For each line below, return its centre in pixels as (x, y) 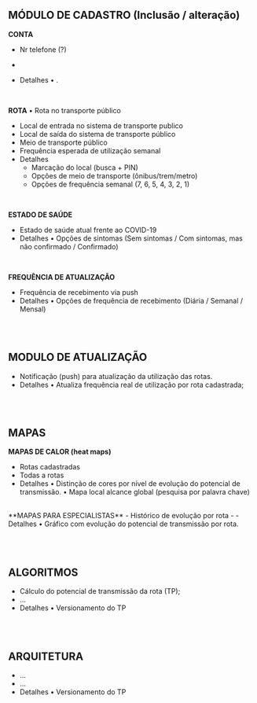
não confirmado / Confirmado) (69, 246)
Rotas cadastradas (50, 467)
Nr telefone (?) (43, 50)
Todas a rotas (42, 475)
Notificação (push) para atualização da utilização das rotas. (116, 376)
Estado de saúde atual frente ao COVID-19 (88, 230)
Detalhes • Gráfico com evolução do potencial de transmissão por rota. (123, 524)
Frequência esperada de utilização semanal (90, 150)
